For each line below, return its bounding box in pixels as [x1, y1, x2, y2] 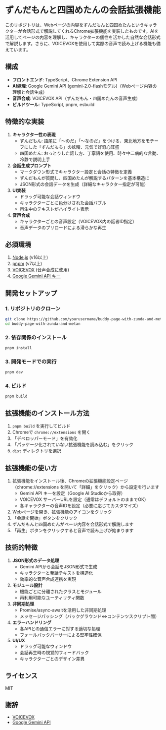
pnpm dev [5, 370, 23, 375]
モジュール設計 [12, 582, 43, 588]
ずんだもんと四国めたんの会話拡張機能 [5, 4, 162, 16]
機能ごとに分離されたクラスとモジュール [19, 588, 102, 594]
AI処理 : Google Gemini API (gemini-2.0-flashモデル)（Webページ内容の [12, 83, 157, 89]
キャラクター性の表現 [12, 131, 56, 137]
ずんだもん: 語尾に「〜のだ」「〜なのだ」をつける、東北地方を [19, 137, 146, 144]
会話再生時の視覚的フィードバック [19, 649, 89, 655]
